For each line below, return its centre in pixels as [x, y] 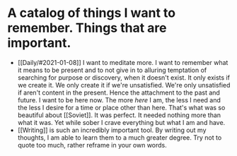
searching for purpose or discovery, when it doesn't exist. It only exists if [123, 77]
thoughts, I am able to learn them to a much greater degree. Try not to [120, 137]
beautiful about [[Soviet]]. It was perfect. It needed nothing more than [119, 115]
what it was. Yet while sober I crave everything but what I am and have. [121, 122]
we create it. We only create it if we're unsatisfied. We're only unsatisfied [124, 85]
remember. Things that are [87, 28]
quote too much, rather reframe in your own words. [92, 145]
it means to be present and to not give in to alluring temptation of [112, 70]
